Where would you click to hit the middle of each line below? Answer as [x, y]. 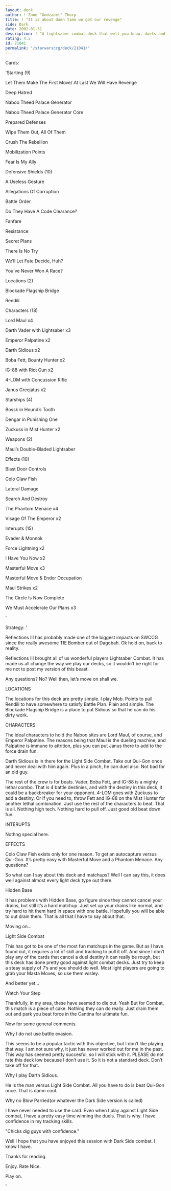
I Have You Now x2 [25, 558]
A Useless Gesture [25, 182]
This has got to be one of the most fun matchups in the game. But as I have [84, 946]
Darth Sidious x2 [23, 350]
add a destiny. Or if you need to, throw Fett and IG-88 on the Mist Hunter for [85, 798]
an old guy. [17, 772]
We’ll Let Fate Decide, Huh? [34, 261]
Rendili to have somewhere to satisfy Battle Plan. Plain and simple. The [80, 704]
